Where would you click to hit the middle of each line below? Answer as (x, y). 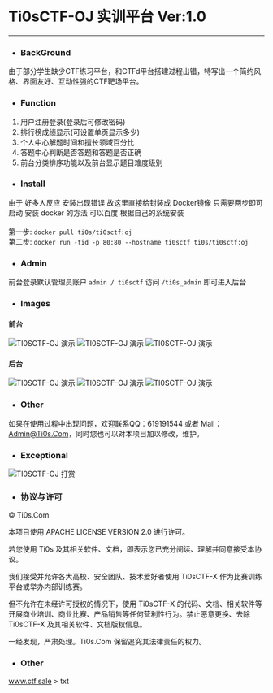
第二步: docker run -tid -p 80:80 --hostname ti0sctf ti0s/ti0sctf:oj (129, 241)
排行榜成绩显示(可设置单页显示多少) (80, 132)
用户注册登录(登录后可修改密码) (73, 122)
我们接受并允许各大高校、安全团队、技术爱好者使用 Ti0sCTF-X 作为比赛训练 (135, 577)
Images (35, 304)
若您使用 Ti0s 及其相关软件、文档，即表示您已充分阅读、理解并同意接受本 (132, 549)
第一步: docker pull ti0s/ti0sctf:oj (70, 232)
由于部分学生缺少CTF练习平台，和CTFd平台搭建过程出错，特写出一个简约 (131, 71)
